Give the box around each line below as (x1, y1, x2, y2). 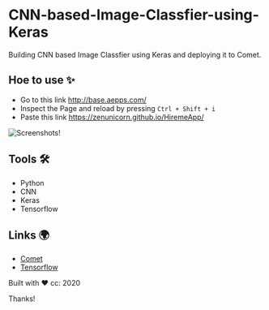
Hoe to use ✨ (8, 73, 75, 87)
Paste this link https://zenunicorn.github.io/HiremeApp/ (19, 112, 204, 122)
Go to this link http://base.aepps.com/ (19, 95, 147, 105)
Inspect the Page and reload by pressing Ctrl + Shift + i (19, 103, 216, 113)
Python (19, 178, 45, 187)
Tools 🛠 (8, 153, 50, 166)
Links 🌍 (8, 228, 50, 242)
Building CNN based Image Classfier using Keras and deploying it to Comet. (8, 50, 262, 59)
